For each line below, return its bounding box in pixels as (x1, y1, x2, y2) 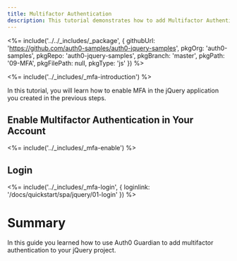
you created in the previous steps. (7, 93, 107, 102)
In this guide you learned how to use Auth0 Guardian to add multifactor (7, 238, 214, 247)
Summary (7, 215, 66, 231)
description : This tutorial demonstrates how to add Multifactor (7, 17, 203, 24)
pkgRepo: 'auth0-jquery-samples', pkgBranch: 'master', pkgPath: (36, 51, 225, 60)
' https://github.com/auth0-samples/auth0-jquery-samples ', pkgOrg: (7, 44, 205, 52)
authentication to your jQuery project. (7, 246, 116, 255)
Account (7, 125, 46, 137)
